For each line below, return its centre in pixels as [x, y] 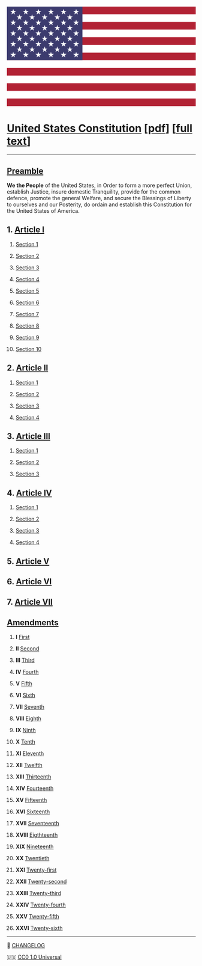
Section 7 [27, 314]
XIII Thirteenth [33, 777]
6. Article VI [29, 582]
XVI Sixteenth [33, 812]
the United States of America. [43, 211]
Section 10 [28, 349]
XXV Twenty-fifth [37, 917]
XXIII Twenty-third [38, 893]
